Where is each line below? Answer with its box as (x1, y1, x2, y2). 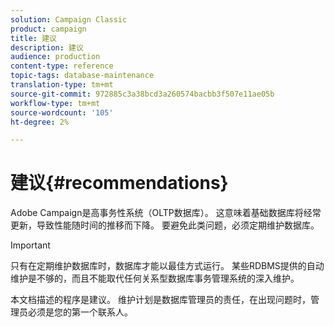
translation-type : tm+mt (10, 80, 114, 90)
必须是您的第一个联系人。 (27, 306, 133, 318)
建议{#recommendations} (10, 172, 229, 195)
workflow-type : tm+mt (10, 98, 101, 108)
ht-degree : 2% (10, 117, 70, 127)
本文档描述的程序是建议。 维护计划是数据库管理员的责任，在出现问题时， (10, 294, 311, 306)
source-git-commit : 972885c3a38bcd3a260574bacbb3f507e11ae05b (10, 89, 275, 99)
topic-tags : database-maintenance (10, 71, 155, 81)
